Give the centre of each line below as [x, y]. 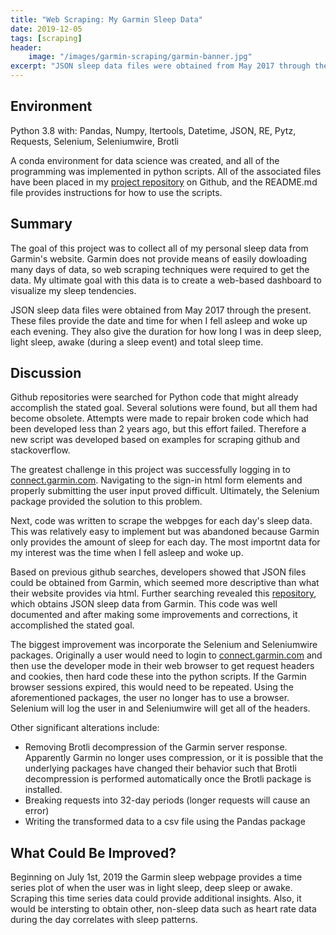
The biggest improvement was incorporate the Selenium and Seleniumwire [164, 645]
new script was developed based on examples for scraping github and [155, 440]
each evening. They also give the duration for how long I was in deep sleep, [166, 331]
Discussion [46, 373]
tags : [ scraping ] [46, 38]
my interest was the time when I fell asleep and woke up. [127, 553]
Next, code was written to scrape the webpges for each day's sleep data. [161, 521]
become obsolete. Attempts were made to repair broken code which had [159, 418]
